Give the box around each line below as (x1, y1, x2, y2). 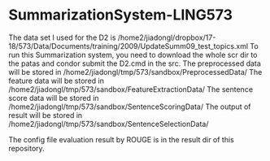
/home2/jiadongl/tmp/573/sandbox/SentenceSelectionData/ (8, 119, 209, 128)
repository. (8, 143, 45, 153)
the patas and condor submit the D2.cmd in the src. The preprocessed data (8, 59, 262, 68)
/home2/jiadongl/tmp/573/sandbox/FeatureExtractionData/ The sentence (8, 84, 254, 94)
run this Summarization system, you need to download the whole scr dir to (8, 50, 258, 59)
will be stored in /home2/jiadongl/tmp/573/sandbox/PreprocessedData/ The (8, 67, 263, 76)
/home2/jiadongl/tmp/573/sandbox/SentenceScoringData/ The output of (8, 102, 251, 111)
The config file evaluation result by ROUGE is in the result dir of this (8, 134, 234, 144)
